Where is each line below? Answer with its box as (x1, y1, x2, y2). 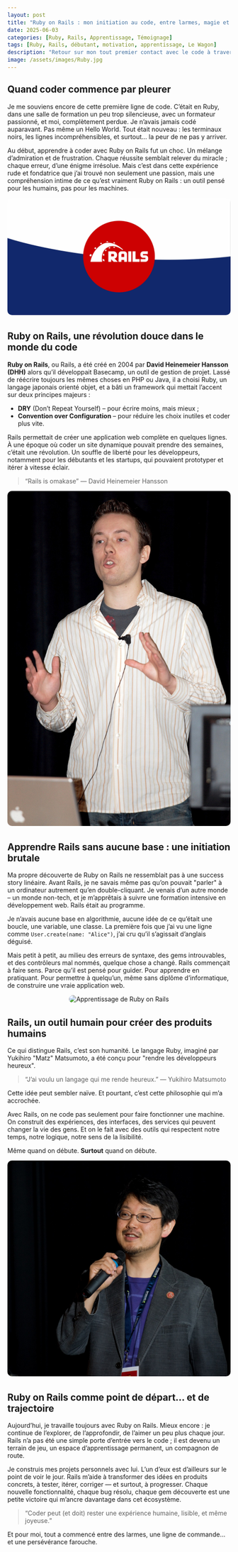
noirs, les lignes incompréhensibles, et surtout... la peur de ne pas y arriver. (7, 132, 227, 141)
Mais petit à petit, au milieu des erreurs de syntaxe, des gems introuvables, (7, 951, 227, 959)
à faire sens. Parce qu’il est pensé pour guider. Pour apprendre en (7, 966, 200, 974)
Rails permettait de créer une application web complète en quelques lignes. (7, 432, 228, 441)
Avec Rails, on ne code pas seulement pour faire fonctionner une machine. (7, 1110, 225, 1119)
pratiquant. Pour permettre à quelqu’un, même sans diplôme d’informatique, (7, 973, 229, 982)
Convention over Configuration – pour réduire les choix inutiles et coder (17, 411, 230, 420)
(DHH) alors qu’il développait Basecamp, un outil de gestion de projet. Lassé (7, 367, 230, 376)
